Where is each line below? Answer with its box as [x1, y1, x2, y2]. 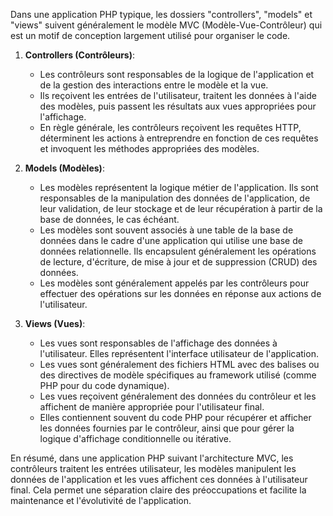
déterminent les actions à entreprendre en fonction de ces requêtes [39, 132, 319, 144]
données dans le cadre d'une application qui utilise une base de [39, 235, 303, 246]
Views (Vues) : [24, 318, 86, 329]
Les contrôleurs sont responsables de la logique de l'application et [39, 69, 315, 80]
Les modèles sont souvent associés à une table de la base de [39, 224, 294, 236]
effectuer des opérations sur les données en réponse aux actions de [39, 288, 322, 299]
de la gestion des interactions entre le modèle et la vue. [39, 79, 269, 91]
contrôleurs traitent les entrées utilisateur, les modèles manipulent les [10, 463, 297, 474]
